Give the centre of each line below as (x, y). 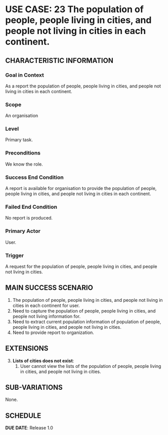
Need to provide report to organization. (53, 332)
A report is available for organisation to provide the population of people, (81, 189)
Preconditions (23, 153)
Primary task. (19, 140)
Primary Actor (23, 231)
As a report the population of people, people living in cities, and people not (83, 86)
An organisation (22, 116)
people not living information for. (47, 316)
